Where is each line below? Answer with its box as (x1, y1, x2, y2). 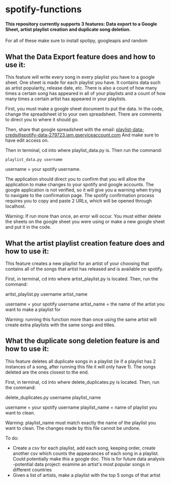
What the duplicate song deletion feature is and (5, 337, 160, 345)
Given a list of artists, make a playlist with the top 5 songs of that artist (12, 472, 161, 478)
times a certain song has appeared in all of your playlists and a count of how (5, 91, 166, 97)
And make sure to (121, 132, 159, 138)
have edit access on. (5, 137, 49, 144)
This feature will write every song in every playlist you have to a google (5, 74, 155, 80)
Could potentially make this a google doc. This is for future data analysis (12, 455, 165, 462)
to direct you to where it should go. (5, 117, 79, 123)
